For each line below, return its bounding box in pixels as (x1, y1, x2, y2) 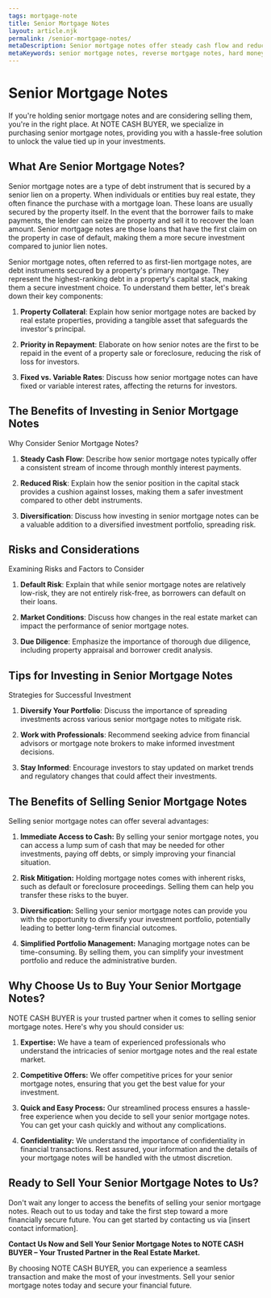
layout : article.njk (8, 27, 78, 35)
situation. (19, 858, 51, 867)
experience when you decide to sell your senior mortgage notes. (35, 1111, 250, 1121)
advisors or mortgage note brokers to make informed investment (19, 739, 236, 749)
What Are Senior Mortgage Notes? (8, 160, 186, 173)
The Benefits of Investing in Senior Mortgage (8, 404, 240, 418)
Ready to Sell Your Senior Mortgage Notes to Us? (8, 1176, 260, 1190)
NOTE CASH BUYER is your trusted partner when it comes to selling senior (8, 1013, 256, 1023)
